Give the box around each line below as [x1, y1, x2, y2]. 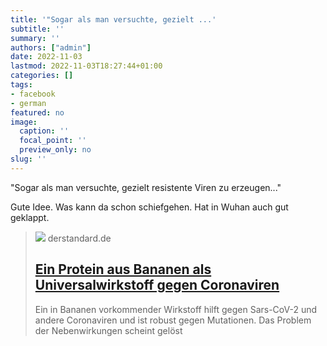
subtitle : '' [10, 24, 65, 34]
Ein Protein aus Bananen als [34, 261, 212, 278]
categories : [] [10, 71, 74, 81]
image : [10, 117, 38, 127]
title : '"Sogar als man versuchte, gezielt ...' [10, 14, 217, 25]
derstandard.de [47, 232, 112, 244]
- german [10, 98, 47, 108]
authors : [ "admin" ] [10, 42, 92, 53]
